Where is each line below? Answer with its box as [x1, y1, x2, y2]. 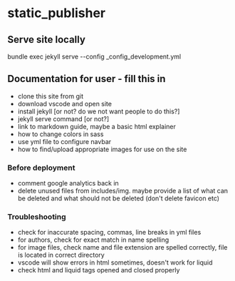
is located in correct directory [17, 251, 105, 260]
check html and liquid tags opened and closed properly [17, 266, 180, 275]
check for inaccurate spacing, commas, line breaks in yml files [17, 228, 202, 237]
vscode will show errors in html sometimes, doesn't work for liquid [17, 258, 213, 267]
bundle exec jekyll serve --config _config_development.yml [7, 52, 182, 61]
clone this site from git [17, 91, 84, 101]
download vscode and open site [17, 99, 113, 108]
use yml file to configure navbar [17, 137, 112, 145]
